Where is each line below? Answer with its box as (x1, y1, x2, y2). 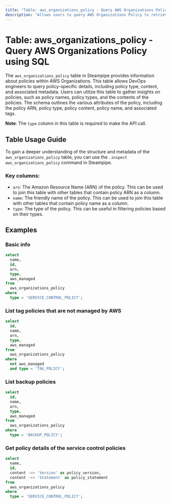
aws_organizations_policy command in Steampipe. (5, 160, 112, 166)
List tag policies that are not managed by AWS (5, 307, 122, 314)
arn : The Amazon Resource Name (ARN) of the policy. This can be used (12, 184, 163, 190)
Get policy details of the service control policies (5, 444, 126, 452)
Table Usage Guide (5, 135, 67, 144)
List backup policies (5, 378, 56, 385)
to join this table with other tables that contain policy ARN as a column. (12, 189, 161, 195)
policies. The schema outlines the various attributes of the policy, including (5, 100, 163, 106)
